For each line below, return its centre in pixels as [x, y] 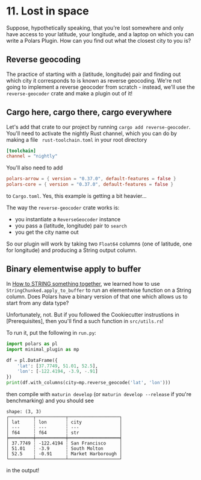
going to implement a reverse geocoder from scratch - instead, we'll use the [101, 87]
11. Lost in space [48, 11]
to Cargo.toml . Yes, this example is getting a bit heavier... [76, 196]
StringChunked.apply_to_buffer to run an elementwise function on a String [99, 290]
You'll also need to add [35, 168]
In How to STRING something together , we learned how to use [83, 283]
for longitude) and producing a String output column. [72, 250]
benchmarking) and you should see [50, 400]
